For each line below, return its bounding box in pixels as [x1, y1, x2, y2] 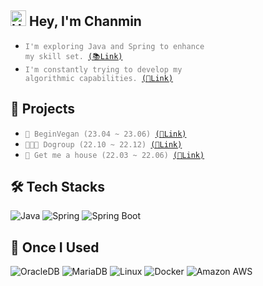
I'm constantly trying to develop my [24, 64, 183, 75]
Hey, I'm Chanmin [28, 13, 142, 30]
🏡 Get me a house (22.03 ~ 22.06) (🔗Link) [24, 150, 205, 160]
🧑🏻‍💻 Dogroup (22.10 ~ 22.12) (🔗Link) [24, 139, 183, 150]
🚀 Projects [10, 101, 76, 118]
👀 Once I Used [10, 239, 100, 256]
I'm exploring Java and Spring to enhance [24, 41, 205, 51]
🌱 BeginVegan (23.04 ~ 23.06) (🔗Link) [24, 129, 187, 139]
